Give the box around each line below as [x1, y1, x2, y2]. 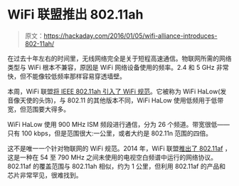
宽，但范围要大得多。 [7, 105, 70, 113]
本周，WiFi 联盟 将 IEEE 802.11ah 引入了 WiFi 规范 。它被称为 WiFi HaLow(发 [7, 87, 227, 95]
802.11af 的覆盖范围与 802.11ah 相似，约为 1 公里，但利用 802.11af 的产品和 [7, 162, 226, 170]
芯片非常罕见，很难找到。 [7, 170, 83, 179]
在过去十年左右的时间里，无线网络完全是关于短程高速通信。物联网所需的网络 [7, 54, 232, 63]
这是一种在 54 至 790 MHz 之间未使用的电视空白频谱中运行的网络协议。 [7, 153, 218, 161]
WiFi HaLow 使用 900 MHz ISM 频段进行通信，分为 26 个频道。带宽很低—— [7, 120, 230, 128]
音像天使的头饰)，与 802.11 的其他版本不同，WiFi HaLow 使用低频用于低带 [7, 95, 224, 104]
